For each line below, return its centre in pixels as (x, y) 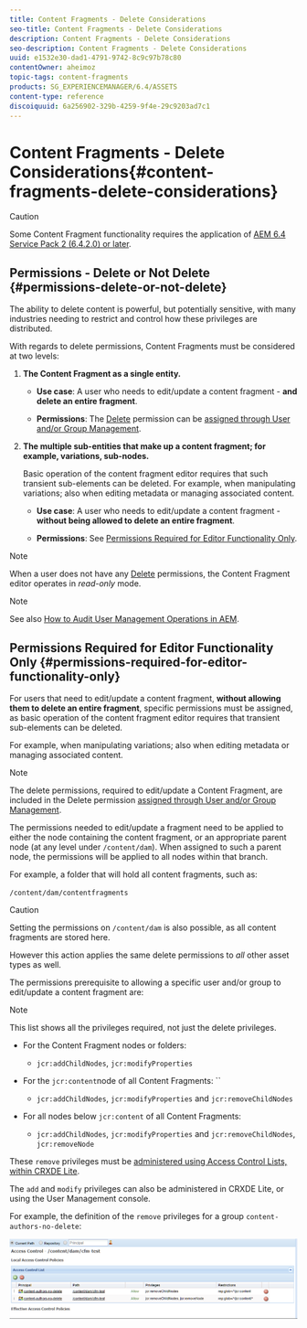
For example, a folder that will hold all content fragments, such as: (133, 874)
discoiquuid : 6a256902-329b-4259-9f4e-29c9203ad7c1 (110, 106)
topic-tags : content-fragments (69, 78)
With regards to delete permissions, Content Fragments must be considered (152, 347)
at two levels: (34, 356)
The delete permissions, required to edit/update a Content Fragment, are (146, 790)
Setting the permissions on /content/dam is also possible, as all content (143, 927)
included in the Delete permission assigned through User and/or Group (143, 800)
